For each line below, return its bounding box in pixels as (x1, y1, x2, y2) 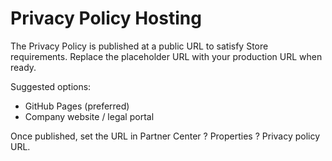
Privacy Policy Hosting (10, 7, 202, 30)
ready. (10, 61, 37, 73)
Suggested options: (10, 80, 92, 92)
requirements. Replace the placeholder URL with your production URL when (10, 50, 323, 62)
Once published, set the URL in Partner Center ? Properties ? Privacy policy (10, 130, 321, 142)
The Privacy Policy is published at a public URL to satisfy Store (10, 40, 269, 52)
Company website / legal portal (24, 110, 155, 122)
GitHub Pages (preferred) (24, 100, 130, 112)
